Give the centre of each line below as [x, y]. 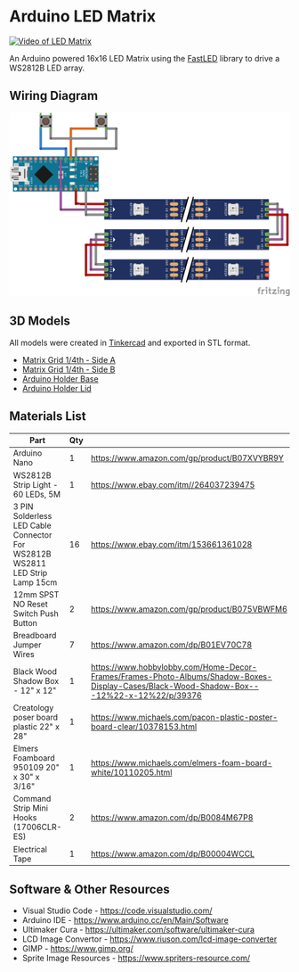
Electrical [30, 849]
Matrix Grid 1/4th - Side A [69, 359]
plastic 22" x [36, 726]
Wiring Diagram [54, 96]
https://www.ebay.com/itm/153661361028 [171, 544]
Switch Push [36, 614]
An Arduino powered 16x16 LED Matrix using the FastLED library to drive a [145, 58]
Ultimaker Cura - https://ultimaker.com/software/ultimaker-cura [138, 929]
